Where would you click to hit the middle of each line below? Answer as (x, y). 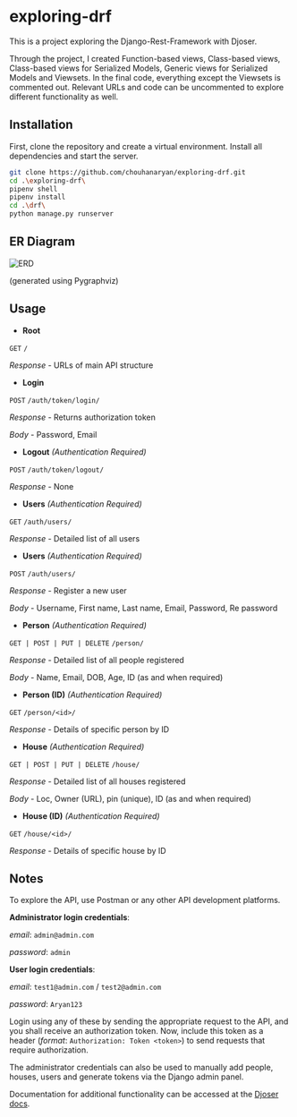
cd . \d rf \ (28, 206)
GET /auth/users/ (41, 522)
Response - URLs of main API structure (81, 365)
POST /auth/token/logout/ (57, 470)
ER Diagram (42, 242)
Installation (41, 125)
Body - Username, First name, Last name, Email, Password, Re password (144, 608)
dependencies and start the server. (74, 156)
